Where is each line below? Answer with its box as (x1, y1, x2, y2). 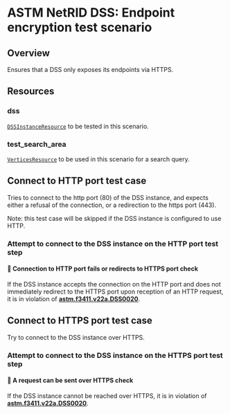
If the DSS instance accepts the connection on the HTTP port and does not (7, 280, 222, 288)
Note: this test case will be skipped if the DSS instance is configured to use (7, 214, 222, 222)
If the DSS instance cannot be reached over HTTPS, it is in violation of (7, 391, 207, 399)
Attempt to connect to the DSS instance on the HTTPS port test (7, 350, 223, 360)
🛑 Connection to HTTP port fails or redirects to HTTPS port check (7, 264, 199, 273)
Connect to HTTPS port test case (7, 315, 152, 327)
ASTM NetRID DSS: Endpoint (7, 5, 175, 21)
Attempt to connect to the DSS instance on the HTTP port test (7, 239, 219, 249)
